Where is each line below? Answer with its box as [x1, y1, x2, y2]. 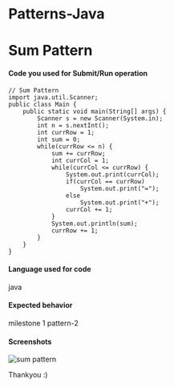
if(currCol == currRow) [65, 177, 146, 185]
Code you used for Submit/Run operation [8, 68, 148, 78]
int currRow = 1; [37, 128, 95, 136]
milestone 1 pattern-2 [8, 318, 79, 328]
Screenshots [8, 337, 52, 346]
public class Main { [8, 100, 78, 108]
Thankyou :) [8, 370, 48, 380]
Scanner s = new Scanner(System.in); [37, 114, 163, 123]
